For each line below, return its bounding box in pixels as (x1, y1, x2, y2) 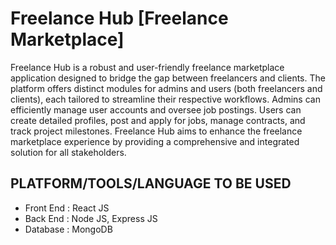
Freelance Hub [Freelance (10, 7, 229, 30)
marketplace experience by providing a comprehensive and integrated (10, 135, 300, 147)
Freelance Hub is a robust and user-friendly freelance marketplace (10, 61, 285, 73)
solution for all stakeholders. (10, 146, 127, 158)
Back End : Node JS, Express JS (24, 212, 158, 224)
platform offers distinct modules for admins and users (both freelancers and (10, 82, 323, 94)
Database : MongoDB (24, 223, 113, 235)
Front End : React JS (24, 202, 110, 214)
